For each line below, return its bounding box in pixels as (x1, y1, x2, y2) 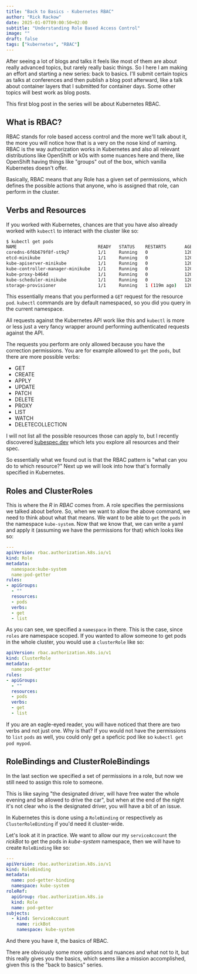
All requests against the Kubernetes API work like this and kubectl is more (6, 317, 185, 324)
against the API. (6, 329, 45, 336)
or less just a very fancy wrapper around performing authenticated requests (6, 323, 189, 330)
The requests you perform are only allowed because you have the (6, 341, 165, 348)
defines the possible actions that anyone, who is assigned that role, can (6, 182, 179, 189)
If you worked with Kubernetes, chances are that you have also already (6, 221, 178, 228)
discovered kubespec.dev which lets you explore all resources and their (6, 439, 180, 446)
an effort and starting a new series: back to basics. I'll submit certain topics (6, 70, 188, 77)
